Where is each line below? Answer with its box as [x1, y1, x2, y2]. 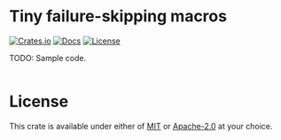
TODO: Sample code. [9, 52, 87, 63]
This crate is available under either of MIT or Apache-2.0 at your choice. [9, 121, 273, 131]
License [9, 91, 69, 112]
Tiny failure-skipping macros [9, 6, 228, 27]
